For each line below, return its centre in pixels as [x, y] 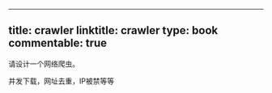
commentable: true [58, 43]
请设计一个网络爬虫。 [44, 63]
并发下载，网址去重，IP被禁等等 [62, 81]
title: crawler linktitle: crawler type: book [113, 30]
